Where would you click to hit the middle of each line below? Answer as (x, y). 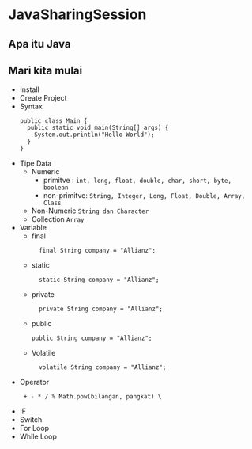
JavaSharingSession (77, 15)
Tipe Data (36, 163)
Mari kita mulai (45, 70)
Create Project (43, 98)
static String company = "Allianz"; (99, 280)
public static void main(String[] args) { (98, 128)
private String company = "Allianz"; (101, 309)
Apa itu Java (39, 44)
